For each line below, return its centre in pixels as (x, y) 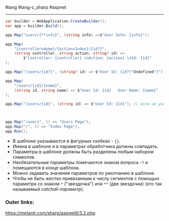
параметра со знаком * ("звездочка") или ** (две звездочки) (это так (87, 184)
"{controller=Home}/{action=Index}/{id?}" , (61, 49)
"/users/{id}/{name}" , (38, 86)
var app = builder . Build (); (35, 26)
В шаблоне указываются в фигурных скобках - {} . (66, 141)
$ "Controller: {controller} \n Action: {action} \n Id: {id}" (88, 58)
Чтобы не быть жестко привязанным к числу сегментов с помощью (86, 178)
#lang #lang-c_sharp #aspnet (36, 7)
